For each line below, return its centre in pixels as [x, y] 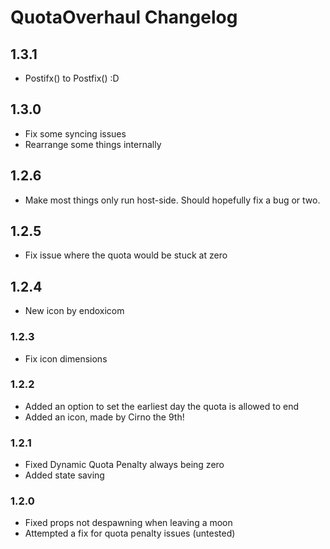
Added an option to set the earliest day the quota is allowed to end [162, 406]
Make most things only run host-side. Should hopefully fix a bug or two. [172, 200]
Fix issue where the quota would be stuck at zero [126, 255]
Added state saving [64, 475]
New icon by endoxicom [74, 311]
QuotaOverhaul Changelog [124, 17]
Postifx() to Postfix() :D [72, 78]
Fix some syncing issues [75, 133]
